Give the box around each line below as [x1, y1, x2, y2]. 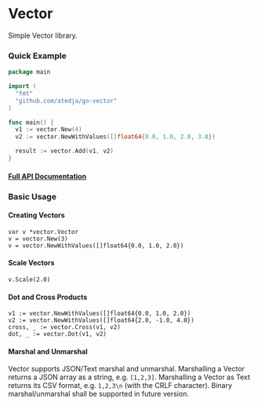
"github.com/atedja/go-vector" [15, 97, 118, 104]
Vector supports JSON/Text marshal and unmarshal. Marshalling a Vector [8, 364, 245, 374]
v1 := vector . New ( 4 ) [15, 126, 82, 134]
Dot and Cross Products [8, 292, 88, 302]
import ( [8, 82, 37, 90]
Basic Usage [8, 191, 57, 202]
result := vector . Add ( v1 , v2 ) [15, 147, 114, 155]
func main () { [8, 119, 55, 126]
